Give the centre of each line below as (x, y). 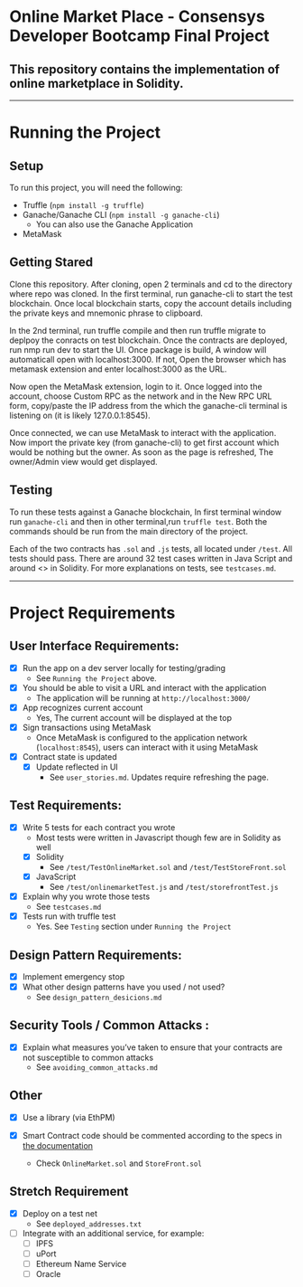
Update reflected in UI (77, 767)
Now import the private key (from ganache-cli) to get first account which (144, 442)
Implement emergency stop (73, 976)
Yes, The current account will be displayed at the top (134, 717)
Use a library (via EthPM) (69, 1117)
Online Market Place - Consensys (138, 17)
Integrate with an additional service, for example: (113, 1233)
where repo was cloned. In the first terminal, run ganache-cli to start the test (151, 293)
